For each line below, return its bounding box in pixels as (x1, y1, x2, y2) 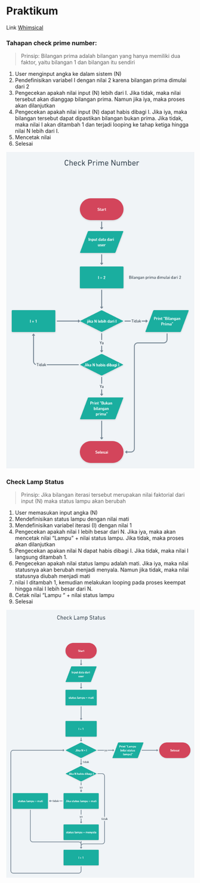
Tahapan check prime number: (6, 39, 97, 47)
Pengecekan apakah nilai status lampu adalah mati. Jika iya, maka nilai (14, 559, 189, 567)
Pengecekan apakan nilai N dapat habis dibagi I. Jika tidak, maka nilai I (14, 547, 189, 554)
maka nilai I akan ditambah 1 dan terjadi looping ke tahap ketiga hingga (14, 121, 189, 128)
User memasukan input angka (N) (14, 509, 98, 516)
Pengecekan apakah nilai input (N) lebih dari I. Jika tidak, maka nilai (14, 90, 181, 97)
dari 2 (14, 83, 30, 90)
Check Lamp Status (6, 478, 64, 486)
